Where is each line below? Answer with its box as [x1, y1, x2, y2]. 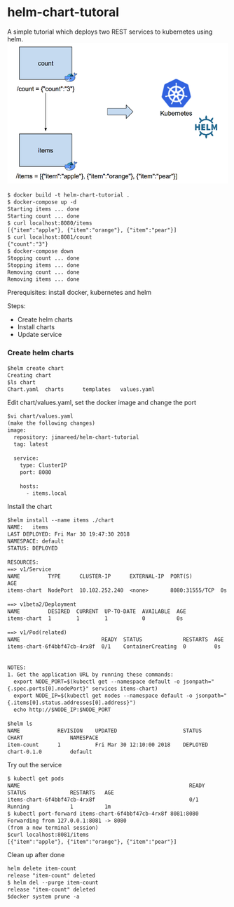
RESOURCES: [7, 559, 39, 566]
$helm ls [7, 720, 33, 727]
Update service [17, 331, 62, 339]
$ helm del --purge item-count [7, 879, 99, 886]
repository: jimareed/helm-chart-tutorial [13, 433, 139, 441]
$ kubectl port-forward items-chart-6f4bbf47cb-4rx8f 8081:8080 [7, 810, 199, 817]
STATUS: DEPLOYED [7, 545, 58, 552]
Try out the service [7, 760, 62, 769]
